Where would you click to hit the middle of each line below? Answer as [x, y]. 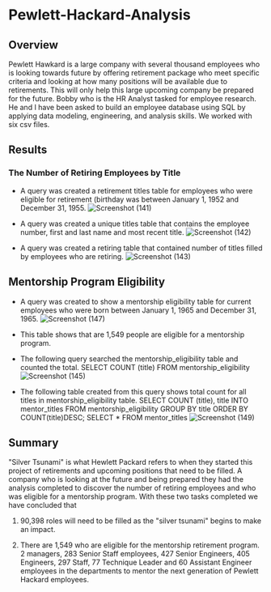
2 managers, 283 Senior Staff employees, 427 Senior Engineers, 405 [135, 554]
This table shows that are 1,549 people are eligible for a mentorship [132, 334]
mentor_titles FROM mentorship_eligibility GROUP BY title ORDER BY [134, 409]
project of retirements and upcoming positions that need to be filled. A [125, 471]
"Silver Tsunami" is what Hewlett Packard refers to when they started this [131, 462]
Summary [34, 443]
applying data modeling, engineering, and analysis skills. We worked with [130, 116]
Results [28, 150]
